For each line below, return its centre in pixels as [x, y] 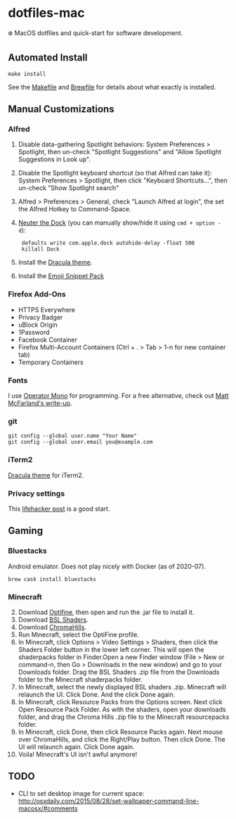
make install [27, 74]
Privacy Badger [40, 317]
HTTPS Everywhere [47, 310]
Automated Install [48, 58]
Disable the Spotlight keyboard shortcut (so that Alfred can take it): [115, 173]
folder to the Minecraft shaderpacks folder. [80, 679]
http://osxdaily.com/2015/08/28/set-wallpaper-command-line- [109, 801]
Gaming [26, 531]
